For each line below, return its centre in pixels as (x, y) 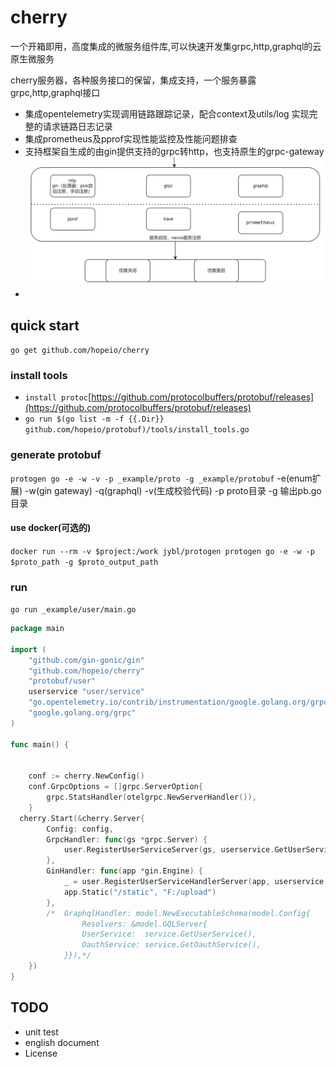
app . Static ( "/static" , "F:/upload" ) (140, 892)
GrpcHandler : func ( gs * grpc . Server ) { (127, 839)
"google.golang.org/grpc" (82, 713)
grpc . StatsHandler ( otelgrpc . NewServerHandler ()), (151, 797)
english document (62, 1042)
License (41, 1053)
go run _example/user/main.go (73, 610)
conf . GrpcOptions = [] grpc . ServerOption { (115, 787)
